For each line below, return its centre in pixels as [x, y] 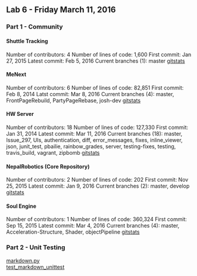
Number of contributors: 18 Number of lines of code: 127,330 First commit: [97, 127]
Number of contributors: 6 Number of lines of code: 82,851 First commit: [95, 88]
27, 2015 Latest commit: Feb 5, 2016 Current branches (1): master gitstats [96, 61]
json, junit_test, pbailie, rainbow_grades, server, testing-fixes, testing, [91, 146]
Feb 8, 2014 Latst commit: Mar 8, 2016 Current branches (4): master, [90, 94]
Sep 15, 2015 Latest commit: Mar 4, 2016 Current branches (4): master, [93, 226]
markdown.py [23, 260]
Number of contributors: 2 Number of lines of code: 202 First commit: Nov [97, 180]
